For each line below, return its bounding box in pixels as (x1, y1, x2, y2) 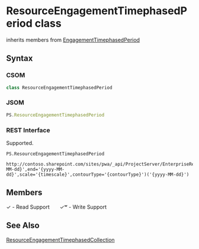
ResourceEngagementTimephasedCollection (6, 236, 115, 243)
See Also (6, 221, 40, 231)
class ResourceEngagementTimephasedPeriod (6, 85, 113, 90)
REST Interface (6, 126, 50, 134)
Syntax (6, 53, 33, 63)
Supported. (6, 139, 34, 146)
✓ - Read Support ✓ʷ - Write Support (6, 203, 107, 211)
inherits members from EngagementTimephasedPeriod (6, 36, 140, 43)
